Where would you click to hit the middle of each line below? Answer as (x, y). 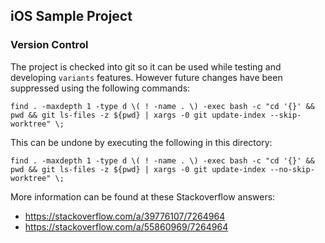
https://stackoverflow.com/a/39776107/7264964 (125, 216)
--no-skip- (292, 169)
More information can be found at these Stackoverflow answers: (143, 196)
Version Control (49, 45)
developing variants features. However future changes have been (146, 77)
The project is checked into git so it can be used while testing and (146, 66)
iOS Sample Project (71, 16)
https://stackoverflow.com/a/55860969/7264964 (126, 226)
